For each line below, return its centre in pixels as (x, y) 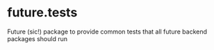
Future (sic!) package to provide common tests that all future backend (107, 32)
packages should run (38, 38)
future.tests (42, 13)
